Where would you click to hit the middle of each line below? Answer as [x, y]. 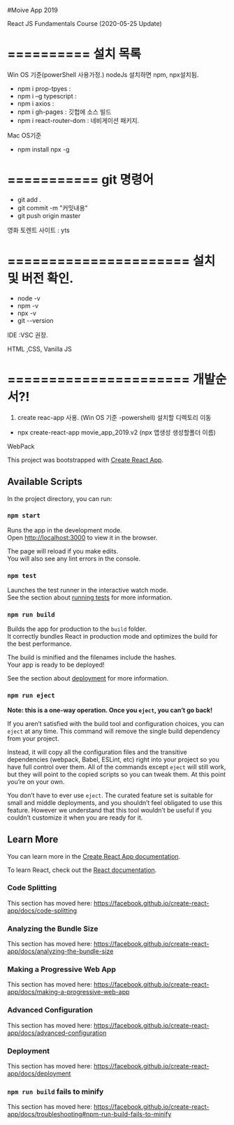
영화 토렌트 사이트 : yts [38, 230]
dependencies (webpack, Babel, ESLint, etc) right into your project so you [114, 759]
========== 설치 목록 [74, 54]
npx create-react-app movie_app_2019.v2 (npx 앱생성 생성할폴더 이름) [117, 432]
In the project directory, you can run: [60, 498]
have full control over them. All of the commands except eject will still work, [117, 767]
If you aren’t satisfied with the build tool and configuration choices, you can [116, 723]
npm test [22, 575]
